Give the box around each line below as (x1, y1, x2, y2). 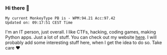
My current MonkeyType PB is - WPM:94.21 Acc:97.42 (5, 16, 115, 21)
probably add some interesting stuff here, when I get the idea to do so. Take (5, 39, 162, 45)
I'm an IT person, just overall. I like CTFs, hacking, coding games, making (5, 29, 156, 35)
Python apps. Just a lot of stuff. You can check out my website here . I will (5, 34, 157, 40)
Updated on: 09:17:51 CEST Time (5, 20, 73, 25)
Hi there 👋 (5, 4, 30, 11)
